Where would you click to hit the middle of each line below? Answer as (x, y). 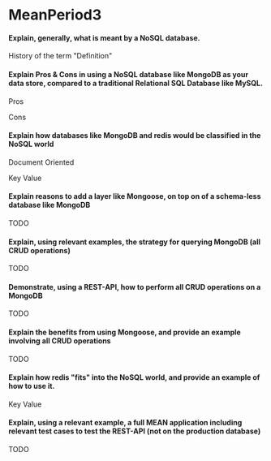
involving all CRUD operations (60, 341)
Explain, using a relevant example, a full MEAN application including (125, 423)
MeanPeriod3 (55, 15)
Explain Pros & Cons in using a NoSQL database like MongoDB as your (129, 74)
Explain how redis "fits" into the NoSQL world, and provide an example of (134, 377)
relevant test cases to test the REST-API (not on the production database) (135, 431)
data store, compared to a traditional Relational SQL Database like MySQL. (136, 83)
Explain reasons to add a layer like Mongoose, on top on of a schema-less (135, 196)
